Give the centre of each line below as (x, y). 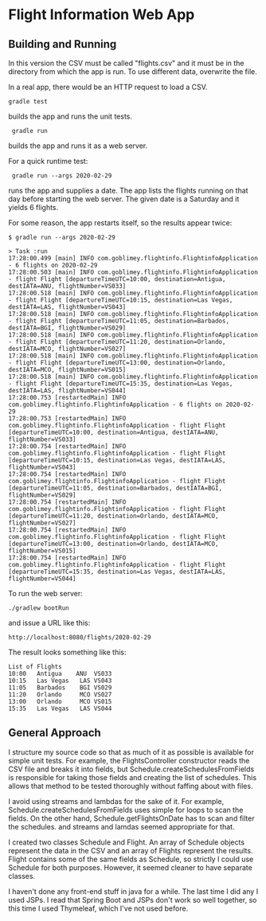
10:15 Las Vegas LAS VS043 (60, 681)
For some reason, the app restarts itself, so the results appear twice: (120, 223)
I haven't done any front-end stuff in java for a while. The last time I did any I (133, 891)
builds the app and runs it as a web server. (78, 146)
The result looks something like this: (67, 652)
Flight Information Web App (102, 15)
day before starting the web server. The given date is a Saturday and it (124, 199)
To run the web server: (45, 593)
